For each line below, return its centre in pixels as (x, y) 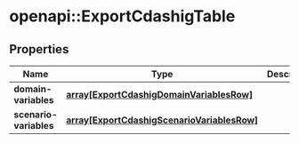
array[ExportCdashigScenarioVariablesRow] (162, 120)
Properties (39, 49)
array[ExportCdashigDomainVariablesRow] (160, 95)
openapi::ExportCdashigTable (122, 16)
